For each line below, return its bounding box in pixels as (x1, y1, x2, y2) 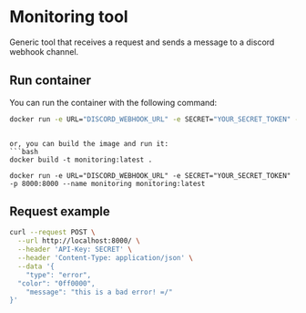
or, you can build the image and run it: (9, 139, 169, 148)
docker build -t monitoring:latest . (9, 155, 153, 164)
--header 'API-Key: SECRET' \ (17, 245, 132, 255)
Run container (9, 73, 92, 89)
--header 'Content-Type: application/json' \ (17, 254, 194, 263)
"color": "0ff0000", (17, 278, 96, 288)
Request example (9, 203, 111, 220)
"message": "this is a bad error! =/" (25, 287, 173, 297)
